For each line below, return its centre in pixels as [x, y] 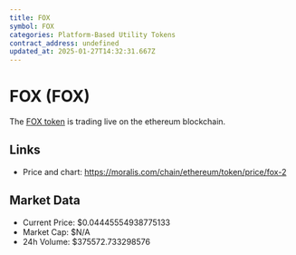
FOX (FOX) [50, 97]
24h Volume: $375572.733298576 [86, 241]
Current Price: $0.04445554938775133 [96, 222]
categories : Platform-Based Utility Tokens [93, 34]
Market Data [45, 201]
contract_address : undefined [64, 43]
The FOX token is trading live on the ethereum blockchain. [118, 122]
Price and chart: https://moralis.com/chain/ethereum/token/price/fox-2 [154, 172]
